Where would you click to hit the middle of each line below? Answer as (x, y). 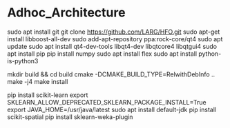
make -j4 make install (38, 81)
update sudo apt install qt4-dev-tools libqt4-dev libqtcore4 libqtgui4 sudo (112, 46)
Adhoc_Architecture (66, 13)
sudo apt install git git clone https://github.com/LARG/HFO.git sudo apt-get (114, 32)
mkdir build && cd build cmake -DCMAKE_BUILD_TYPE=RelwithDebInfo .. (111, 74)
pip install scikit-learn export (48, 95)
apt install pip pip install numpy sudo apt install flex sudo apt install (102, 54)
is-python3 (23, 61)
